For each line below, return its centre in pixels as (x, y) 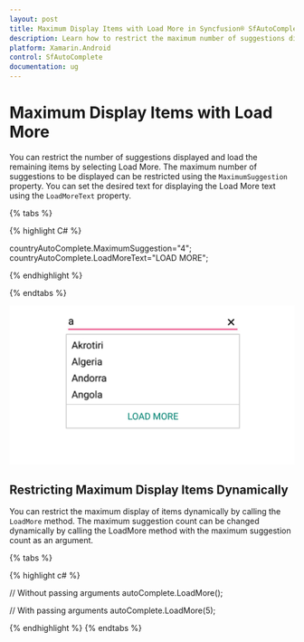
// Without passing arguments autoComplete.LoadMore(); (116, 593)
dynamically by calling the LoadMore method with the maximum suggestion (150, 531)
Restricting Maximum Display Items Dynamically (149, 489)
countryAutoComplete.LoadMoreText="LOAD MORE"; (109, 257)
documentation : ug (44, 67)
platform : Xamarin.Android (60, 48)
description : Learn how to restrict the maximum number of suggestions (147, 38)
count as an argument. (51, 541)
